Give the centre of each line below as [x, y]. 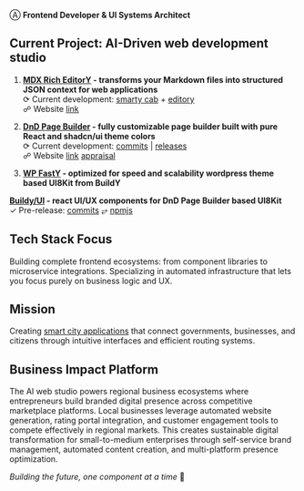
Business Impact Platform [84, 369]
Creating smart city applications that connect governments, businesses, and [152, 331]
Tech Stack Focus [61, 239]
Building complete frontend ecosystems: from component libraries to [139, 261]
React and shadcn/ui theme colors [89, 136]
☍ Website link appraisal [69, 155]
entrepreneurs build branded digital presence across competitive [131, 401]
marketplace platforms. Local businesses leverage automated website [141, 411]
